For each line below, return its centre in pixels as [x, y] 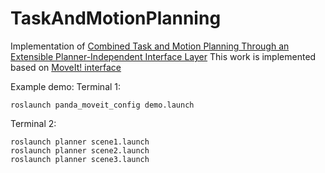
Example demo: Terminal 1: [66, 86]
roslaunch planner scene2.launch [80, 150]
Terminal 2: [33, 123]
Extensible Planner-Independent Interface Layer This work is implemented [163, 56]
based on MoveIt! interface [66, 67]
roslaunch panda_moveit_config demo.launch [102, 105]
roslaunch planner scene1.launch [80, 142]
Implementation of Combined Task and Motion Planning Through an [150, 46]
